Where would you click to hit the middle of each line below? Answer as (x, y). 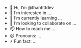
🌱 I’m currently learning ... (36, 18)
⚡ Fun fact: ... (23, 41)
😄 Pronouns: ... (26, 36)
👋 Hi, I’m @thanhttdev (32, 8)
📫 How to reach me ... (32, 29)
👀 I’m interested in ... (30, 13)
